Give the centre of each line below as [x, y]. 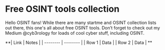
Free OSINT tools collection [62, 9]
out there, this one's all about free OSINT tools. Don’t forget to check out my [83, 27]
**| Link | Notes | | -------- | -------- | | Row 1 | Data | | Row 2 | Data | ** [79, 42]
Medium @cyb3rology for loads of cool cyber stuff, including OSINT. [75, 33]
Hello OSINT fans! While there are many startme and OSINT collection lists [81, 23]
